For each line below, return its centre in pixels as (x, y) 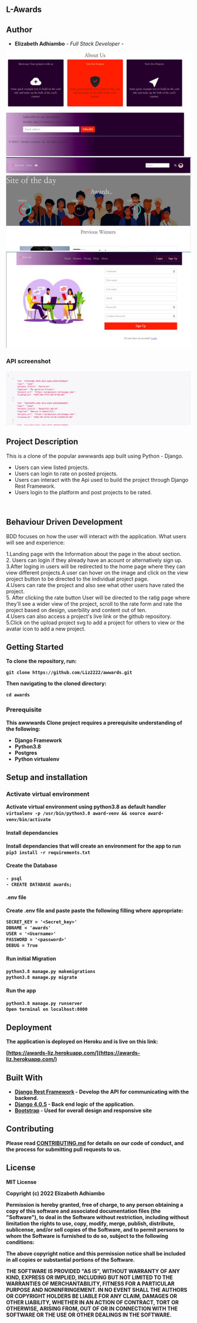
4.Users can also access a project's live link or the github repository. (89, 616)
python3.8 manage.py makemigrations (51, 972)
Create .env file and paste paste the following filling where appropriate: (95, 910)
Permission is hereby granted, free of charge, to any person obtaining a (95, 1204)
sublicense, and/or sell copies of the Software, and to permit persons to (95, 1230)
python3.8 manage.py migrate (42, 978)
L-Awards (24, 10)
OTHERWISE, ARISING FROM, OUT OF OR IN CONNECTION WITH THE (92, 1308)
